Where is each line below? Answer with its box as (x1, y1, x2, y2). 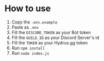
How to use (4, 3, 51, 14)
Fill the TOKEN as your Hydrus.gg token (11, 40, 88, 45)
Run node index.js (11, 50, 50, 56)
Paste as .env (11, 24, 39, 30)
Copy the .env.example (11, 19, 58, 25)
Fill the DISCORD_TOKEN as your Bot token (11, 29, 91, 35)
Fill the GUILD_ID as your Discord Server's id (11, 35, 99, 41)
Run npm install (11, 45, 45, 51)
